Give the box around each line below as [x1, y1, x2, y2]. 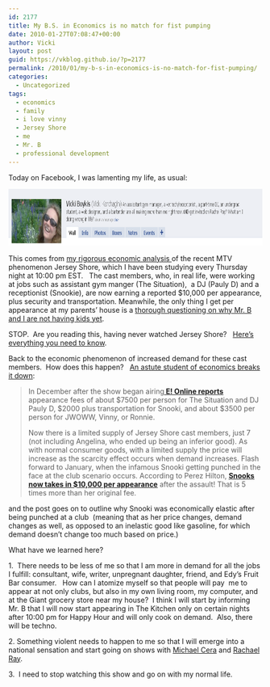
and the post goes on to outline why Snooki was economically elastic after [8, 504, 255, 513]
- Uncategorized [15, 81, 70, 89]
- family [15, 107, 45, 115]
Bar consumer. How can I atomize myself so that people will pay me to [8, 578, 248, 588]
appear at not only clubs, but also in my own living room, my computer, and [8, 586, 259, 596]
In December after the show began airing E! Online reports [27, 386, 224, 396]
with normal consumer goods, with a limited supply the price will [27, 445, 243, 454]
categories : [8, 73, 48, 81]
